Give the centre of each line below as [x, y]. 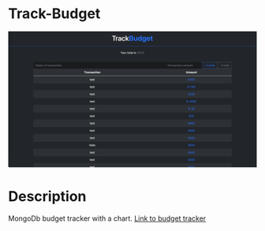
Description [47, 196]
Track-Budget [54, 14]
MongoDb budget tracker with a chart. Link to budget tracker [107, 218]
